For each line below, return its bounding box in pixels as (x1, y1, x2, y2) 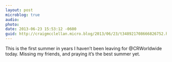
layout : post (5, 7, 33, 13)
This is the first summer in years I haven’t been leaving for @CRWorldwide (5, 46, 162, 51)
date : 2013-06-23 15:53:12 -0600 (5, 27, 77, 32)
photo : (5, 22, 19, 27)
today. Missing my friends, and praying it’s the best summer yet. (5, 51, 141, 57)
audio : (5, 17, 19, 22)
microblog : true (5, 12, 40, 17)
